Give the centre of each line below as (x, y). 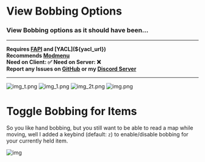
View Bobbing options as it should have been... (77, 30)
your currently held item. (37, 141)
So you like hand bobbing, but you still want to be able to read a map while (100, 128)
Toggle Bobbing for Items (72, 111)
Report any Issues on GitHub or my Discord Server (71, 69)
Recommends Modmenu (38, 55)
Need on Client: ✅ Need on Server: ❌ (54, 62)
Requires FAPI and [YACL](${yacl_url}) (56, 49)
